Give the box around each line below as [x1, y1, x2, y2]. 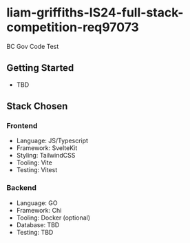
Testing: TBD [16, 228, 54, 236]
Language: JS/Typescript [16, 136, 89, 145]
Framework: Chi [16, 206, 62, 214]
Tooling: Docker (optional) [16, 213, 91, 222]
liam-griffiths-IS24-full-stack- [6, 5, 184, 21]
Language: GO [16, 198, 58, 207]
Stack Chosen [6, 101, 68, 112]
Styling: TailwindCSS [16, 151, 76, 160]
